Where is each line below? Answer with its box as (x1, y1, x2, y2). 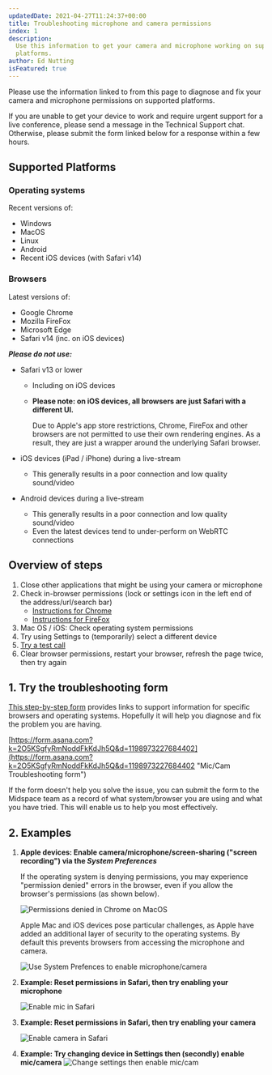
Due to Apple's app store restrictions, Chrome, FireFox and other (32, 420, 249, 430)
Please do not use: (8, 349, 73, 359)
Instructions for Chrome (32, 605, 112, 616)
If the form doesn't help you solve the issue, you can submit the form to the (8, 785, 260, 795)
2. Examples (8, 825, 72, 839)
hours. (8, 137, 30, 147)
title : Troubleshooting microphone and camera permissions (8, 19, 212, 28)
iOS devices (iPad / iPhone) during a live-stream (19, 453, 181, 463)
